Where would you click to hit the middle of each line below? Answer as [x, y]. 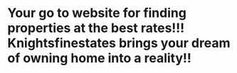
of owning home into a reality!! [100, 58]
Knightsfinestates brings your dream [119, 43]
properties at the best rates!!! [96, 28]
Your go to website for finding [97, 13]
